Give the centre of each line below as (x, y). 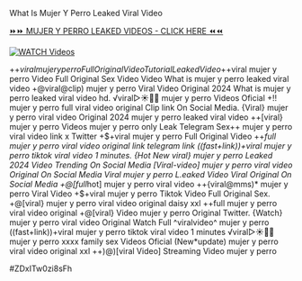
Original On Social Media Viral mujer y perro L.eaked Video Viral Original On (151, 174)
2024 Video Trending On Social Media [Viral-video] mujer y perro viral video (151, 165)
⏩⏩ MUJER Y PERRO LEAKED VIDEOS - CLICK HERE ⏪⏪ (116, 31)
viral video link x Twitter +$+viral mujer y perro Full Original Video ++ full (143, 136)
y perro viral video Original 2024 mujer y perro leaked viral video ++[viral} (146, 117)
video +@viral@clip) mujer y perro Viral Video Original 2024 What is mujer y (150, 88)
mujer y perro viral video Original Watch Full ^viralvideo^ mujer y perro (139, 222)
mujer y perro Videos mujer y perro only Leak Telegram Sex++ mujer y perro (151, 127)
